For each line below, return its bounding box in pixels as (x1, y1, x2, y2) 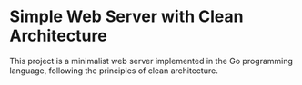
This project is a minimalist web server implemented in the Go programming (9, 55, 294, 66)
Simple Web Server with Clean (9, 6, 244, 27)
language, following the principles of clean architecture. (9, 65, 218, 76)
